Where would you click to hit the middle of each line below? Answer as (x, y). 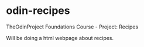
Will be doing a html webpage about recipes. (60, 38)
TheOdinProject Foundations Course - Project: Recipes (72, 27)
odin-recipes (38, 11)
